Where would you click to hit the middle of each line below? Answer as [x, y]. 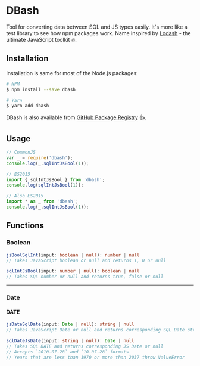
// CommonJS [21, 153]
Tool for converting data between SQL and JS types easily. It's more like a [97, 27]
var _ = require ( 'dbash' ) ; [40, 158]
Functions [25, 226]
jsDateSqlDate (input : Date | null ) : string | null [70, 325]
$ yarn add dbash [28, 106]
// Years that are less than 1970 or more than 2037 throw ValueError [96, 357]
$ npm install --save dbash [41, 89]
